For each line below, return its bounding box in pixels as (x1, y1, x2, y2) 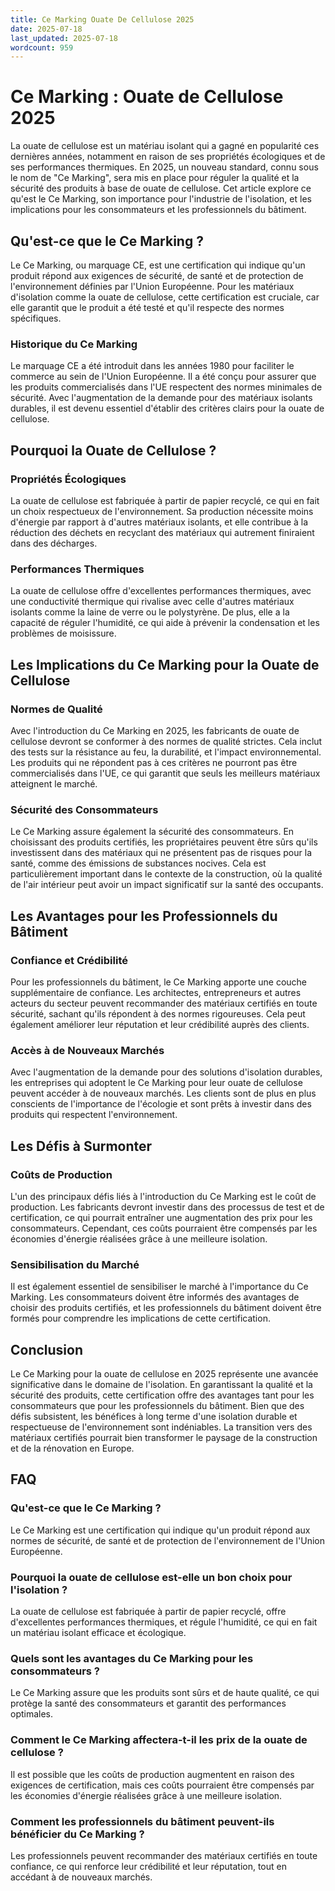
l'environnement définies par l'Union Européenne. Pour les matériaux (10, 281, 295, 292)
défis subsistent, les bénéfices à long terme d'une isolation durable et (10, 1411, 298, 1423)
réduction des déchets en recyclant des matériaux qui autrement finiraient (10, 526, 315, 538)
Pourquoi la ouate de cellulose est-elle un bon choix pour (10, 1570, 293, 1584)
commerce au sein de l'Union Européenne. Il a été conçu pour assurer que (10, 371, 317, 383)
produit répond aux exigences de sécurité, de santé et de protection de (10, 270, 304, 281)
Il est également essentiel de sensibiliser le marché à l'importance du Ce (10, 1281, 309, 1293)
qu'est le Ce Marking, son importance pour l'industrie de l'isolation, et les (10, 193, 312, 205)
